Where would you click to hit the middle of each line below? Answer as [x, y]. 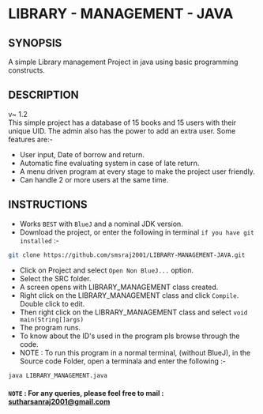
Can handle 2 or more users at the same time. [94, 179]
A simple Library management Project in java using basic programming [123, 62]
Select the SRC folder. [55, 278]
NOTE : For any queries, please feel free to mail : [86, 393]
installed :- [39, 240]
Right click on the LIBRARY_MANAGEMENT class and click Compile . [129, 295]
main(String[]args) [52, 320]
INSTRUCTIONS [48, 205]
